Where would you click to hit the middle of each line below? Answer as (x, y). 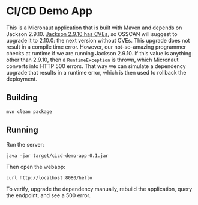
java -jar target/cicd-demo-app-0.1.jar (58, 155)
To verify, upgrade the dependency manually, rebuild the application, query (99, 189)
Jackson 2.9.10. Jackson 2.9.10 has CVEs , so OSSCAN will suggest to (92, 34)
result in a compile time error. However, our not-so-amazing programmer (96, 47)
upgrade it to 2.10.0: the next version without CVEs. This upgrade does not (98, 40)
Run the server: (25, 144)
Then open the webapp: (36, 167)
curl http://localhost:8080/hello (49, 178)
